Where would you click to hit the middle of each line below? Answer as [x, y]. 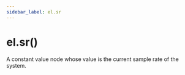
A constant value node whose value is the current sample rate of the [92, 59]
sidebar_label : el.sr [34, 12]
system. [16, 65]
